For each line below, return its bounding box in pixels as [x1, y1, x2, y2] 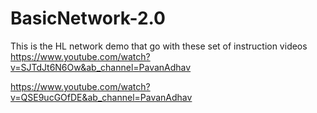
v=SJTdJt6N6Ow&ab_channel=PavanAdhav [10, 61, 192, 73]
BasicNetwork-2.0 [10, 7, 166, 30]
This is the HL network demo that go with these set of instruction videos [10, 40, 308, 52]
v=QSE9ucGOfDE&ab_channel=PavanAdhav [10, 91, 193, 103]
